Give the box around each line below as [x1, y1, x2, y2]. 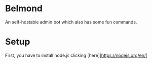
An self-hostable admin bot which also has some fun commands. [5, 19, 137, 25]
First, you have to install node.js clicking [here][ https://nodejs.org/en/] [5, 52, 148, 58]
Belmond [5, 3, 43, 14]
